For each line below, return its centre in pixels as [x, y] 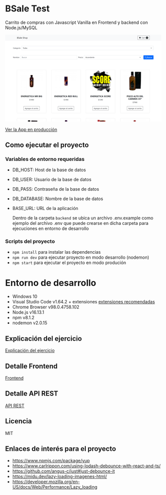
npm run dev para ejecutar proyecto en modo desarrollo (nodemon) [81, 257]
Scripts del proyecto [30, 241]
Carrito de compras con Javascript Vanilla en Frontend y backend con [77, 22]
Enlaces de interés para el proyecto [61, 449]
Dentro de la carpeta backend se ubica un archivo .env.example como [83, 218]
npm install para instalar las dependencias [56, 252]
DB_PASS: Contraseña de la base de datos [55, 189]
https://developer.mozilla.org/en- [46, 482]
